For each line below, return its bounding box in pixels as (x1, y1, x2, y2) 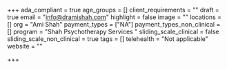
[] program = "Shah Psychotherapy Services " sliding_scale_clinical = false (7, 27, 219, 36)
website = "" (7, 42, 43, 50)
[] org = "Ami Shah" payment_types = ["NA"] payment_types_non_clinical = (7, 20, 221, 28)
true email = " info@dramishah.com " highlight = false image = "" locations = (7, 13, 222, 21)
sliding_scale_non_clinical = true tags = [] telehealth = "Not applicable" (7, 35, 208, 43)
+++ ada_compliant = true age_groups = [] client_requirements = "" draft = (7, 6, 219, 14)
